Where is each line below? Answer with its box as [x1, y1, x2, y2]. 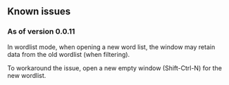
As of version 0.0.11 [7, 27, 75, 37]
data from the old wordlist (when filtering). [7, 50, 130, 58]
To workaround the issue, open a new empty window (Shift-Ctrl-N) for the [7, 63, 222, 72]
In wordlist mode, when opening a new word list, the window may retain [7, 42, 216, 51]
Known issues [7, 6, 71, 18]
